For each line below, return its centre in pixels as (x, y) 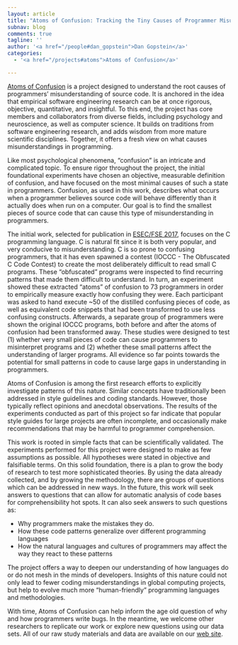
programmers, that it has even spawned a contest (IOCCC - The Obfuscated (119, 256)
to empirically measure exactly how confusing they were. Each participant (115, 294)
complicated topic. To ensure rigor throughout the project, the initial (106, 168)
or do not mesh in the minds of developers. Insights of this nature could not (117, 575)
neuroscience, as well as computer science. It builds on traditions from (110, 124)
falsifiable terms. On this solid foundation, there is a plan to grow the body (115, 464)
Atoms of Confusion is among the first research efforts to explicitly (104, 383)
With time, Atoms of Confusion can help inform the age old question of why (118, 611)
